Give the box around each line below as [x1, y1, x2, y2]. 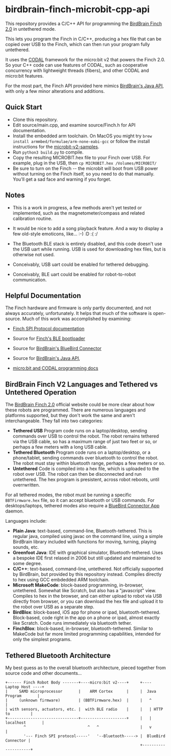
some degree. [12, 560, 42, 567]
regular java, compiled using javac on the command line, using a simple [12, 533, 163, 540]
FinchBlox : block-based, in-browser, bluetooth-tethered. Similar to [12, 625, 153, 631]
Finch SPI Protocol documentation [12, 326, 85, 332]
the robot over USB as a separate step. [12, 604, 94, 610]
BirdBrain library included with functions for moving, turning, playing [12, 539, 157, 545]
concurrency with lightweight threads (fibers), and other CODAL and [5, 67, 149, 74]
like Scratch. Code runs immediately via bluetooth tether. [12, 620, 132, 626]
